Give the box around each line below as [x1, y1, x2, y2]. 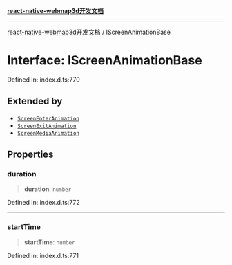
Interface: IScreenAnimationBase [7, 53, 202, 68]
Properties [7, 149, 54, 161]
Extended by [7, 95, 63, 107]
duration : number [23, 185, 72, 193]
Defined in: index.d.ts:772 [7, 199, 81, 207]
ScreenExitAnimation [17, 122, 77, 129]
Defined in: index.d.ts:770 [7, 75, 81, 84]
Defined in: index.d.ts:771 [7, 251, 79, 259]
